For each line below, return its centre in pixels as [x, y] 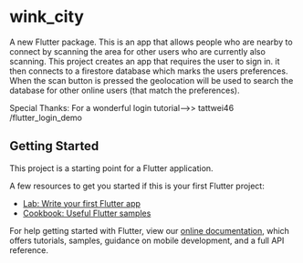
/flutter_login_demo [46, 117]
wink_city [47, 17]
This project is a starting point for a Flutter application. [111, 168]
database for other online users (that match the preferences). [125, 90]
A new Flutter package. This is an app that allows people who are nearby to [151, 42]
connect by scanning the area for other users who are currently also [138, 51]
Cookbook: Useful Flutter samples [87, 213]
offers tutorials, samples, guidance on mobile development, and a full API [147, 240]
